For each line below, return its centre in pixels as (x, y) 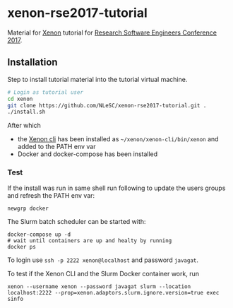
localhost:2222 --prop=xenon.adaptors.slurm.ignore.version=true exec (113, 292)
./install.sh (26, 112)
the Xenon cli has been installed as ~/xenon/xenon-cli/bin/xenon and (118, 139)
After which (24, 126)
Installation (32, 63)
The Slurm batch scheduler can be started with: (77, 221)
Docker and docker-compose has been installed (88, 154)
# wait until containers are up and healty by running (90, 241)
